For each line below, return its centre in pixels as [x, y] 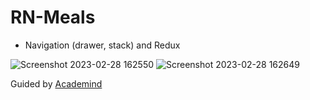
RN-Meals [53, 17]
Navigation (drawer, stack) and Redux [102, 45]
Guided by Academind [56, 83]
